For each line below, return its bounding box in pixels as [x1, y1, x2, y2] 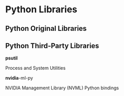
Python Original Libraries [5, 24, 87, 33]
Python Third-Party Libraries [5, 41, 99, 50]
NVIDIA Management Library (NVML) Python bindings [5, 85, 119, 91]
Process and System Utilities [5, 65, 66, 71]
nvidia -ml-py [5, 75, 33, 81]
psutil [5, 55, 18, 61]
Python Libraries [5, 4, 78, 15]
